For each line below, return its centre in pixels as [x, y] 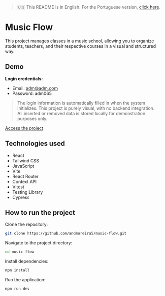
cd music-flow [20, 252]
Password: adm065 [32, 93]
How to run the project [40, 213]
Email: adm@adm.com [35, 88]
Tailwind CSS [26, 161]
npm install [17, 270]
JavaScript [23, 166]
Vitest [18, 187]
